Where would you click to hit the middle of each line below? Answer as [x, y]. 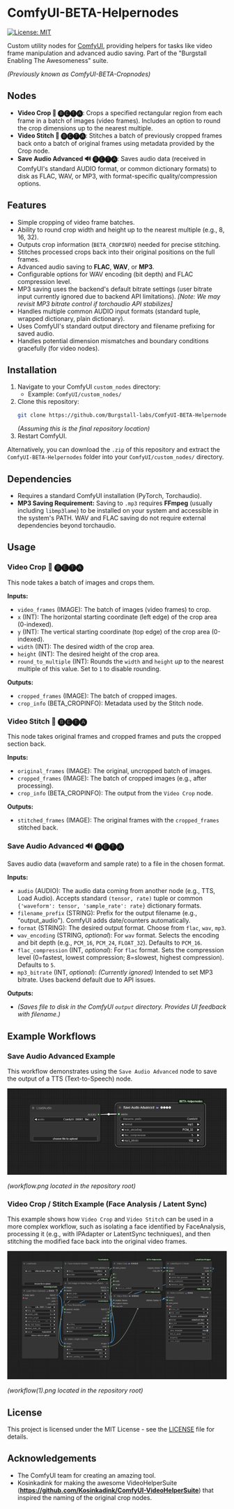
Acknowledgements [52, 1458]
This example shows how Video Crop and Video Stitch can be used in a [110, 1219]
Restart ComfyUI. [42, 436]
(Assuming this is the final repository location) [84, 429]
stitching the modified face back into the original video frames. [97, 1241]
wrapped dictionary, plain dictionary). [71, 318]
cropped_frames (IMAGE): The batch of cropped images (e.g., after [112, 779]
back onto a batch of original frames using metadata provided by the [116, 143]
